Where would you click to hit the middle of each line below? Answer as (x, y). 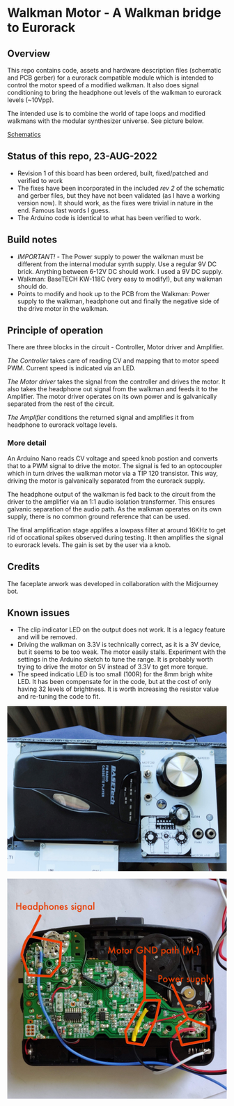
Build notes (32, 240)
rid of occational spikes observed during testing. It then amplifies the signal (115, 537)
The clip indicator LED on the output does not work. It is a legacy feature (121, 630)
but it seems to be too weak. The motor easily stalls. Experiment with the (122, 652)
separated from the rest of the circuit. (61, 404)
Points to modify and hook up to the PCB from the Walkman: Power (114, 293)
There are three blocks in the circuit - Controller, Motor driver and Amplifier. (116, 347)
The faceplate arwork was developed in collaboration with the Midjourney (113, 583)
